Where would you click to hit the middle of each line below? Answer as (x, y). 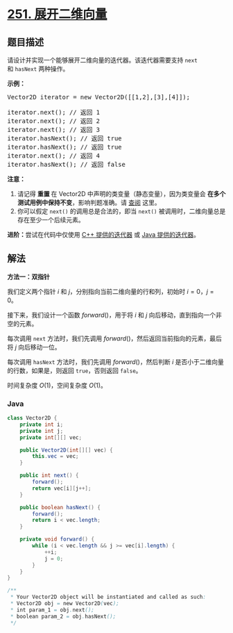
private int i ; (42, 425)
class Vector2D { (32, 418)
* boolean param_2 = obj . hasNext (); (63, 616)
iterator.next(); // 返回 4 (54, 156)
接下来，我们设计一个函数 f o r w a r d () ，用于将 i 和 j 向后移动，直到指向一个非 (114, 315)
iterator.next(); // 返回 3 (54, 130)
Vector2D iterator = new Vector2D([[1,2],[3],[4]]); (99, 97)
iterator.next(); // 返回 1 (54, 112)
